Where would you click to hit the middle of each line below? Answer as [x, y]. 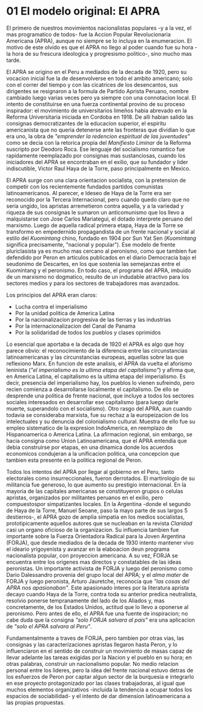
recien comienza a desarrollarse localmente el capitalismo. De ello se [93, 389]
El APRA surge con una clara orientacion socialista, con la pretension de [96, 180]
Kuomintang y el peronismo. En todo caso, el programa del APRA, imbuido [99, 270]
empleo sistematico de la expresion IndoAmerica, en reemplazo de [89, 428]
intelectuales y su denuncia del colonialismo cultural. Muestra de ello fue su [101, 421]
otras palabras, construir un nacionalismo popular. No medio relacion [92, 664]
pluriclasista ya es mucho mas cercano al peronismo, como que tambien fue [101, 251]
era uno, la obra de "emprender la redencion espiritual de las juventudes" [98, 136]
